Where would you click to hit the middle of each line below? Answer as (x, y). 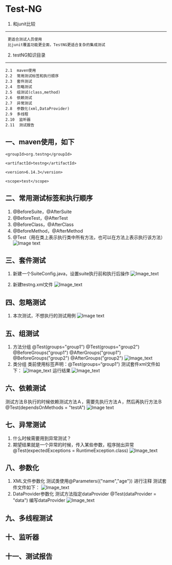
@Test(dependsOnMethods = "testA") (45, 407)
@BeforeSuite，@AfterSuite (42, 212)
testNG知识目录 (29, 55)
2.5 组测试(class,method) (33, 92)
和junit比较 (24, 24)
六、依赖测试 (26, 388)
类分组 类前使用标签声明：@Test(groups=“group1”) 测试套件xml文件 (84, 364)
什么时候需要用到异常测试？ (42, 438)
